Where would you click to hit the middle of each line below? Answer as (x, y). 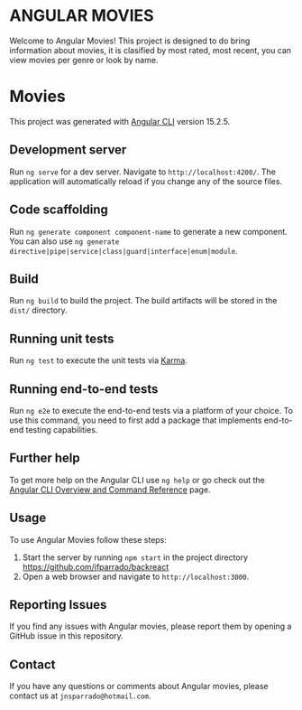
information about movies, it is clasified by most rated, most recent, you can (150, 50)
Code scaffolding (59, 210)
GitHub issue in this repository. (66, 636)
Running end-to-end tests (84, 389)
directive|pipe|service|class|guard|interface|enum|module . (124, 250)
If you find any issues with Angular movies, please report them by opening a (151, 626)
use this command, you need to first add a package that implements (136, 420)
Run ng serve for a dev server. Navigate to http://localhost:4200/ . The (143, 172)
